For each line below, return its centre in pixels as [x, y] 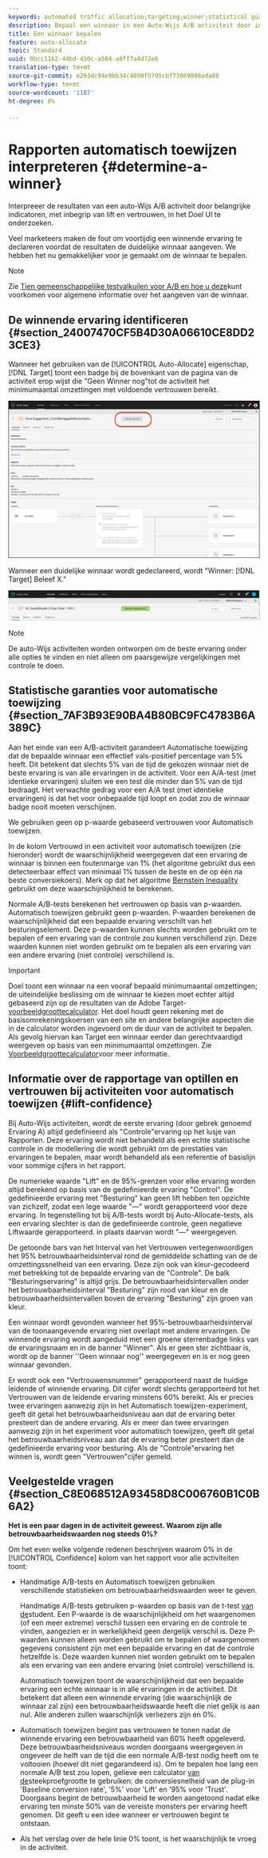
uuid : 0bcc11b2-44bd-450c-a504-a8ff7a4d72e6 [83, 59]
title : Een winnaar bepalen [55, 34]
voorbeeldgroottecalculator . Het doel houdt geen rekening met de [116, 1011]
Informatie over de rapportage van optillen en [124, 1079]
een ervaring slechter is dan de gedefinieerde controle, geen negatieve [125, 1223]
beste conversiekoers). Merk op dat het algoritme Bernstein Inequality [123, 880]
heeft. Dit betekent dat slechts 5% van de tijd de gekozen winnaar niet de [129, 764]
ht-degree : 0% [32, 101]
